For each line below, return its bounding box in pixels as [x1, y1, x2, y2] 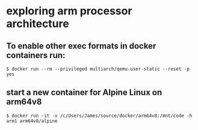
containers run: [6, 50, 66, 61]
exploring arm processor [6, 4, 132, 18]
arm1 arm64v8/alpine [6, 118, 58, 124]
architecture [6, 17, 69, 31]
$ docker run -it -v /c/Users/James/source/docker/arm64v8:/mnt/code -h [6, 113, 193, 119]
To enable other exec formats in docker [6, 41, 156, 51]
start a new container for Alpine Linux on [6, 87, 162, 98]
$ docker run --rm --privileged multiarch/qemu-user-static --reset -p [6, 66, 190, 72]
